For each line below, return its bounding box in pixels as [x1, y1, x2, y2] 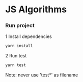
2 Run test [5, 53, 27, 59]
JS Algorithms [5, 4, 67, 15]
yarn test [5, 63, 26, 68]
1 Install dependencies [5, 33, 52, 39]
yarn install [5, 44, 33, 49]
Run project [5, 22, 35, 29]
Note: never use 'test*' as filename [5, 72, 78, 78]
